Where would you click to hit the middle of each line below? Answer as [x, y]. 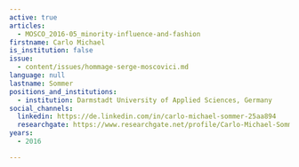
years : [21, 133]
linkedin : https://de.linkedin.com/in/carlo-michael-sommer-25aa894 [147, 116]
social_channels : [41, 108]
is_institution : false [51, 51]
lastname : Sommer [41, 83]
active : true [33, 17]
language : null [37, 76]
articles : [28, 26]
